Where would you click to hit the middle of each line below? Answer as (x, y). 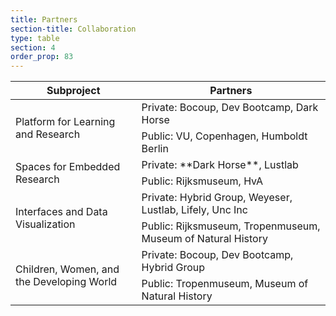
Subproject (73, 91)
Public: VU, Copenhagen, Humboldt (224, 136)
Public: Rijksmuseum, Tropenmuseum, (231, 226)
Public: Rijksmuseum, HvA (202, 181)
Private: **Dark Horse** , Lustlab (220, 165)
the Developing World (66, 282)
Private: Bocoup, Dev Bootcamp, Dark (230, 108)
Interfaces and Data (61, 212)
